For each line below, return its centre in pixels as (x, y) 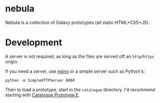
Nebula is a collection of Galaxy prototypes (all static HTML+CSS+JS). (77, 22)
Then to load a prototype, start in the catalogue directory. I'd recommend (80, 90)
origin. (12, 61)
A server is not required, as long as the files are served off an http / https (80, 56)
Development (34, 43)
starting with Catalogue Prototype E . (42, 95)
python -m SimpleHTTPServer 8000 (40, 80)
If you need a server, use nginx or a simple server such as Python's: (75, 71)
